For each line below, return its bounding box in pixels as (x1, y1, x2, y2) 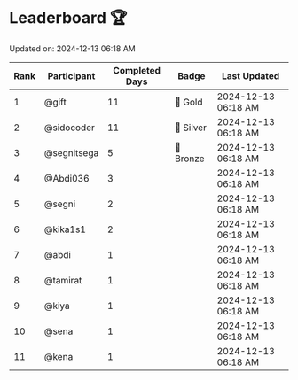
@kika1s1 (43, 223, 87, 236)
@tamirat (43, 274, 82, 286)
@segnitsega (43, 146, 99, 159)
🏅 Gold (174, 96, 203, 108)
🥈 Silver (174, 121, 207, 134)
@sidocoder (43, 121, 96, 134)
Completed (113, 64, 161, 76)
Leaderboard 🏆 (9, 8, 128, 28)
